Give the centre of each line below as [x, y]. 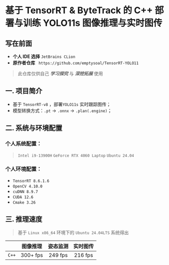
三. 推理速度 [24, 219]
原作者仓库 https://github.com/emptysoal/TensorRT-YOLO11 [75, 63]
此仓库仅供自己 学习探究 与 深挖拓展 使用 [60, 73]
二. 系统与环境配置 [34, 128]
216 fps [83, 255]
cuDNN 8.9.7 [25, 192]
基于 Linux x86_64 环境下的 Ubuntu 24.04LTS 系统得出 [73, 232]
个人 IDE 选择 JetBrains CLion [44, 56]
